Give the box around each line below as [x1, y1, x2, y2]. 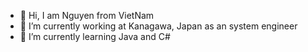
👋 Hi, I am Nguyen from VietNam [19, 10, 155, 21]
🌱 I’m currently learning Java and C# [19, 31, 171, 42]
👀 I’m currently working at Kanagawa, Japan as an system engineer [19, 20, 298, 32]
